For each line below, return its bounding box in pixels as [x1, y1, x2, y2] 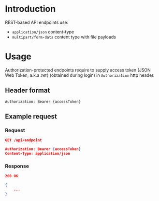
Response [5, 163, 29, 169]
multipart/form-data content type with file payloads [12, 34, 116, 40]
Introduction [5, 3, 56, 15]
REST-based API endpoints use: [5, 19, 69, 25]
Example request [5, 113, 57, 121]
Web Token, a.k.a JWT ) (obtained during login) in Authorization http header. [5, 72, 155, 78]
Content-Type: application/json [5, 151, 70, 156]
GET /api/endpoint [5, 138, 42, 143]
